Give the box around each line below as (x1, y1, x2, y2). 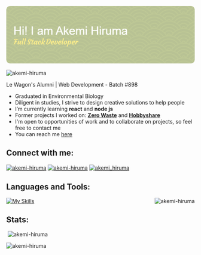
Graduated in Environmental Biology (14, 93, 103, 100)
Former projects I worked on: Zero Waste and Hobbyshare (14, 111, 160, 119)
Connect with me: (6, 148, 74, 158)
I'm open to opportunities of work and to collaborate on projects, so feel (14, 118, 193, 125)
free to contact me (14, 124, 61, 131)
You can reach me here (14, 130, 73, 137)
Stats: (6, 215, 29, 225)
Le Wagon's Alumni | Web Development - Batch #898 (6, 81, 138, 88)
